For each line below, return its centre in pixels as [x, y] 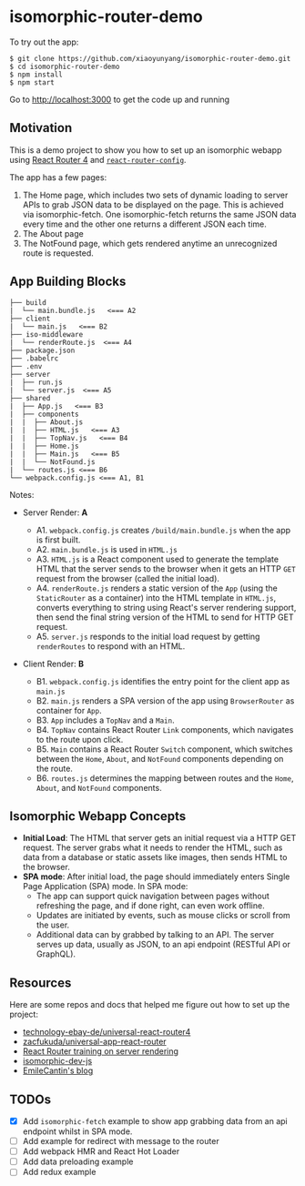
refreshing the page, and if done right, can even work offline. [151, 906]
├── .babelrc [34, 358]
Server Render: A [55, 512]
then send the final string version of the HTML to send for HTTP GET [165, 617]
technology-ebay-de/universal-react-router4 [107, 1032]
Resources [41, 983]
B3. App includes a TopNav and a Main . [105, 720]
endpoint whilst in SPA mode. [77, 1131]
